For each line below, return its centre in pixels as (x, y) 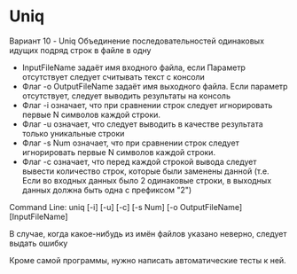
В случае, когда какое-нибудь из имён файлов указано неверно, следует (148, 233)
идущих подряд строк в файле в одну (80, 50)
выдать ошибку (39, 243)
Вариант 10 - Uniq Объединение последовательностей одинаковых (137, 41)
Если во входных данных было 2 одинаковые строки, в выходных (147, 180)
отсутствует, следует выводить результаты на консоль (126, 96)
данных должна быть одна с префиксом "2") (107, 190)
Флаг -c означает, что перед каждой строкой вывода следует (139, 161)
